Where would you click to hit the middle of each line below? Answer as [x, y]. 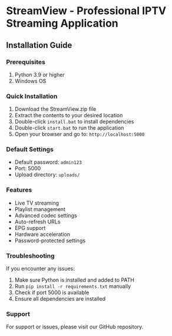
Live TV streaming [37, 203]
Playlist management [40, 209]
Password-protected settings [50, 241]
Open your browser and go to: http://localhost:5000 [80, 134]
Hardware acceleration [42, 234]
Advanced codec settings [46, 215]
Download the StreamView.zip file [55, 109]
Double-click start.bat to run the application [69, 128]
